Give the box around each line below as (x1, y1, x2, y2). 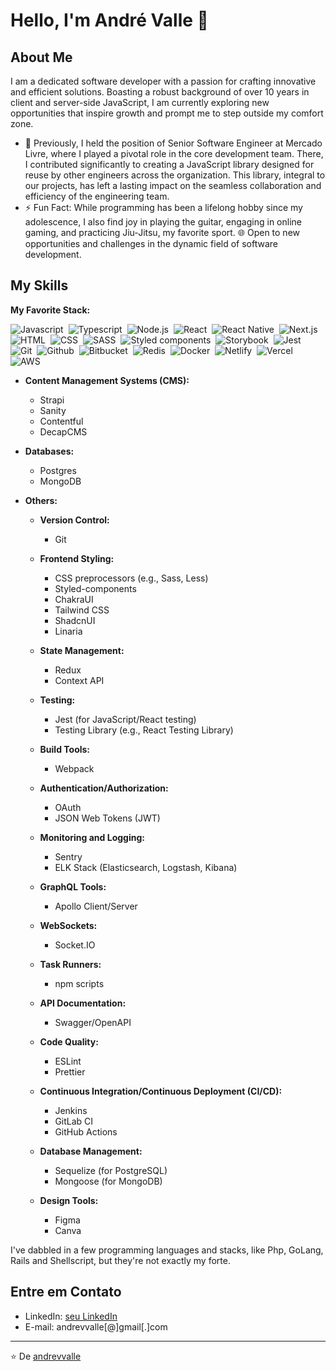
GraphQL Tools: (39, 880, 107, 893)
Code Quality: (39, 1035, 99, 1048)
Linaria (54, 625, 83, 637)
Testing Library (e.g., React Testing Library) (54, 724, 234, 736)
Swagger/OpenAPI (54, 1016, 132, 1028)
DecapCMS (39, 425, 88, 438)
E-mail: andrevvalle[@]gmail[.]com (24, 1320, 168, 1333)
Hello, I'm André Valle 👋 (10, 9, 209, 32)
